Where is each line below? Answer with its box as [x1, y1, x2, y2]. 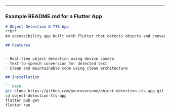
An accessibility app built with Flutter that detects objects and [5, 34, 151, 39]
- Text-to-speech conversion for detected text [5, 61, 108, 66]
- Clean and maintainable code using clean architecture [5, 66, 128, 71]
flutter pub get [5, 98, 39, 103]
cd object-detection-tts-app [5, 93, 67, 98]
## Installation [5, 75, 39, 80]
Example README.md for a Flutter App [5, 13, 102, 20]
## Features [5, 42, 30, 48]
